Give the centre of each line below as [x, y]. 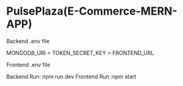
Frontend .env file [28, 65]
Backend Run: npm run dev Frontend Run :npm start [71, 76]
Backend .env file [28, 41]
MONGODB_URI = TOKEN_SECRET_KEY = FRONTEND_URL [80, 52]
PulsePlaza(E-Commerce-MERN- [92, 11]
